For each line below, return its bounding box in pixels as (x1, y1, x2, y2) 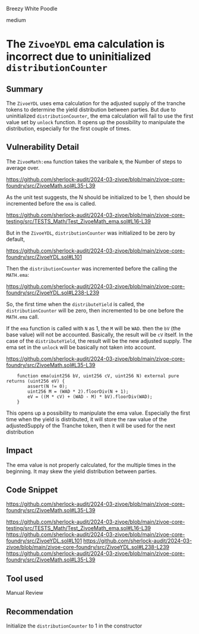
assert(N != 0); (27, 383, 68, 389)
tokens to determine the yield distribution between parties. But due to (6, 106, 176, 113)
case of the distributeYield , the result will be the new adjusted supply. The (6, 337, 192, 344)
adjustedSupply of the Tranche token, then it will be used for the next (6, 422, 176, 429)
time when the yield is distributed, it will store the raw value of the (6, 415, 168, 422)
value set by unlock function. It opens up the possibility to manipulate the (6, 119, 185, 125)
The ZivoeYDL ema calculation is (6, 37, 165, 51)
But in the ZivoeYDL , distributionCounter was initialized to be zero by (6, 229, 175, 236)
